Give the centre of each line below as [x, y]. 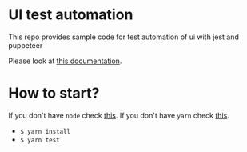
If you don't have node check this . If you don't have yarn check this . [119, 115]
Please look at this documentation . [65, 61]
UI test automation [71, 15]
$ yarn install [45, 131]
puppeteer [26, 45]
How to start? [54, 93]
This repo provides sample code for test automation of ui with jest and [124, 37]
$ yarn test [40, 140]
